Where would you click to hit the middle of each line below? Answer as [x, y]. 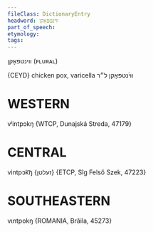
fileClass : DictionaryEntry [49, 14]
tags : [15, 41]
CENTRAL [37, 153]
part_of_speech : [31, 27]
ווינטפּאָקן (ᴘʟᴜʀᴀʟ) [33, 61]
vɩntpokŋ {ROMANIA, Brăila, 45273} [60, 221]
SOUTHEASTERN [59, 201]
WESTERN [38, 104]
